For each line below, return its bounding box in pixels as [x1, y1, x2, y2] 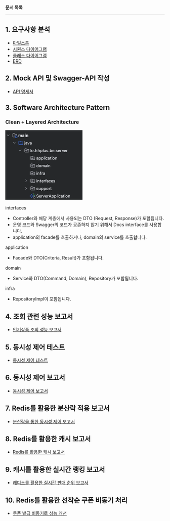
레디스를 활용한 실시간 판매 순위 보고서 [12, 480, 89, 486]
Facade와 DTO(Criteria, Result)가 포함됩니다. [12, 255, 104, 261]
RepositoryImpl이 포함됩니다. [12, 296, 72, 302]
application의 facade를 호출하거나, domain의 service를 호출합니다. [12, 234, 147, 240]
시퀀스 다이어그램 [12, 46, 47, 52]
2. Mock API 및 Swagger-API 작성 [5, 74, 110, 82]
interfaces [5, 205, 27, 211]
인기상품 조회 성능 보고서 [12, 327, 62, 333]
